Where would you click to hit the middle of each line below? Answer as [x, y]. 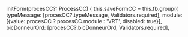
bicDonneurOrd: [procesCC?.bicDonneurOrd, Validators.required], [88, 27]
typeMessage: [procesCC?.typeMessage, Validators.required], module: [94, 15]
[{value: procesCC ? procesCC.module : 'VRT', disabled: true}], [84, 21]
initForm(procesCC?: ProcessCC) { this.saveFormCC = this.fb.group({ [92, 9]
